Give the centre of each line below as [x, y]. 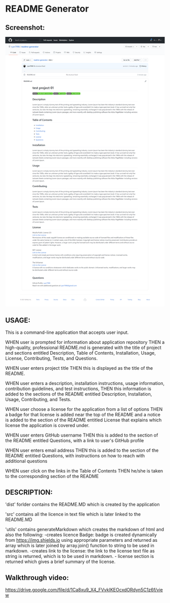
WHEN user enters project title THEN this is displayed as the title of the [79, 368]
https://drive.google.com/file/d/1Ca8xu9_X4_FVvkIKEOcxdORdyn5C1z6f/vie [84, 590]
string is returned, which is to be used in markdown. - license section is [80, 556]
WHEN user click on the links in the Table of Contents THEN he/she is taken [84, 471]
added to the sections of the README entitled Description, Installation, [79, 394]
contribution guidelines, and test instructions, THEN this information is [78, 389]
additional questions [26, 461]
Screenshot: [25, 28]
